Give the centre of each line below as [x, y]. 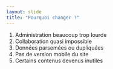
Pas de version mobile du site [52, 54]
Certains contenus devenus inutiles [59, 61]
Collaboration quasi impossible [53, 41]
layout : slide [24, 12]
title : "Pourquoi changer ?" [43, 18]
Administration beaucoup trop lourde [61, 34]
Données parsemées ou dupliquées [59, 48]
